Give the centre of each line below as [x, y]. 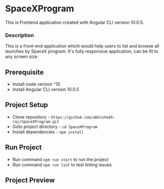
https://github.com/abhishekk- [83, 117]
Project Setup [27, 105]
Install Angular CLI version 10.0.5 [46, 89]
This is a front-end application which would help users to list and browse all [82, 46]
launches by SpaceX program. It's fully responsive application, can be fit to [82, 51]
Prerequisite [25, 72]
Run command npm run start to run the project [60, 159]
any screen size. [22, 57]
